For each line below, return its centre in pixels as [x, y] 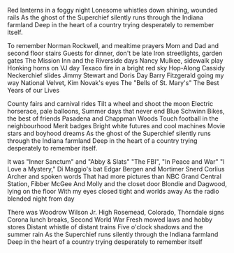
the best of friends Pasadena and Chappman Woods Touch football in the [113, 118]
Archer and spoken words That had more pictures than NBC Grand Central [115, 176]
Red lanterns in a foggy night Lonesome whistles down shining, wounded [112, 10]
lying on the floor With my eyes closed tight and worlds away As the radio [113, 191]
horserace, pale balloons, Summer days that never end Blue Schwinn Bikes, [116, 111]
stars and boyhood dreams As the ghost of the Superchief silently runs [109, 133]
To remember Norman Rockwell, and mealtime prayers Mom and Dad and [113, 46]
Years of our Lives [34, 90]
